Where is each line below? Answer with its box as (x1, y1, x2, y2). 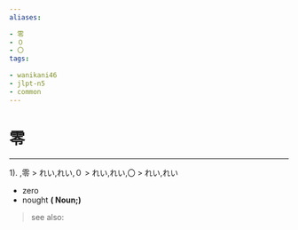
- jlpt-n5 (9, 79, 46, 88)
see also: (30, 212, 65, 223)
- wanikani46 (9, 71, 58, 80)
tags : (9, 54, 29, 63)
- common (9, 87, 42, 96)
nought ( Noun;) (21, 194, 82, 205)
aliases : (9, 12, 42, 22)
